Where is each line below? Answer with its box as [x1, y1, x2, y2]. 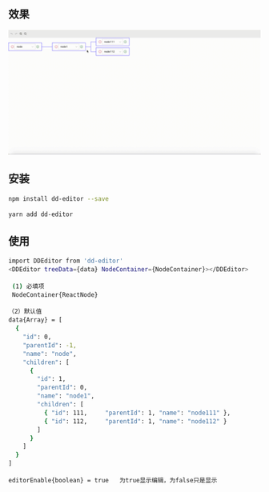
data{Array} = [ [8, 316, 62, 324]
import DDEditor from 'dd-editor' [8, 257, 124, 266]
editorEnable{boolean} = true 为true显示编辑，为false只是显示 [8, 476, 218, 484]
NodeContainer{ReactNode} [11, 290, 98, 298]
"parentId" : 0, [37, 383, 88, 392]
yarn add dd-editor [8, 210, 74, 218]
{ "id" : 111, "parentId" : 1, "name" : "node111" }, [43, 409, 231, 417]
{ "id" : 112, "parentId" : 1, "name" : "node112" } [43, 417, 227, 426]
